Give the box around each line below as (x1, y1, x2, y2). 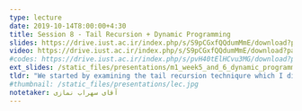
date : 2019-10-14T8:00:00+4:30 (9, 21, 127, 30)
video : (9, 47, 34, 55)
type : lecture (9, 13, 63, 22)
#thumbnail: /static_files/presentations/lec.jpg (9, 80, 200, 89)
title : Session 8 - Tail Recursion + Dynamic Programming (9, 30, 231, 38)
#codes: (9, 55, 39, 64)
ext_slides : (9, 64, 54, 73)
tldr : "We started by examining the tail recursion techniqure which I (9, 72, 283, 81)
